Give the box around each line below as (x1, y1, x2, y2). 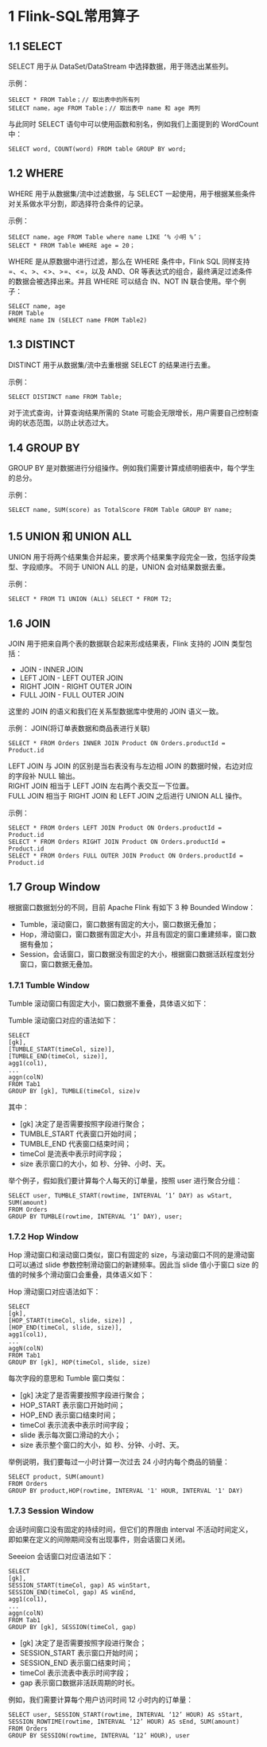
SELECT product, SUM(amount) (8, 1473, 105, 1481)
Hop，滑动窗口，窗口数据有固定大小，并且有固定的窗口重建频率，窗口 (19, 929, 250, 939)
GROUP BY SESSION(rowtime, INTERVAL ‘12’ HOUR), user (8, 1731, 191, 1740)
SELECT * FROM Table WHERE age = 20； (8, 241, 136, 249)
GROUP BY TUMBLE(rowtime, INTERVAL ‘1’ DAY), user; (8, 1213, 183, 1221)
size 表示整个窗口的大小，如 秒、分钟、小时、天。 (19, 1440, 184, 1450)
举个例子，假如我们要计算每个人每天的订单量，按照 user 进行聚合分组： (8, 1176, 242, 1186)
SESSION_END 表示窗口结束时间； (19, 1658, 133, 1667)
